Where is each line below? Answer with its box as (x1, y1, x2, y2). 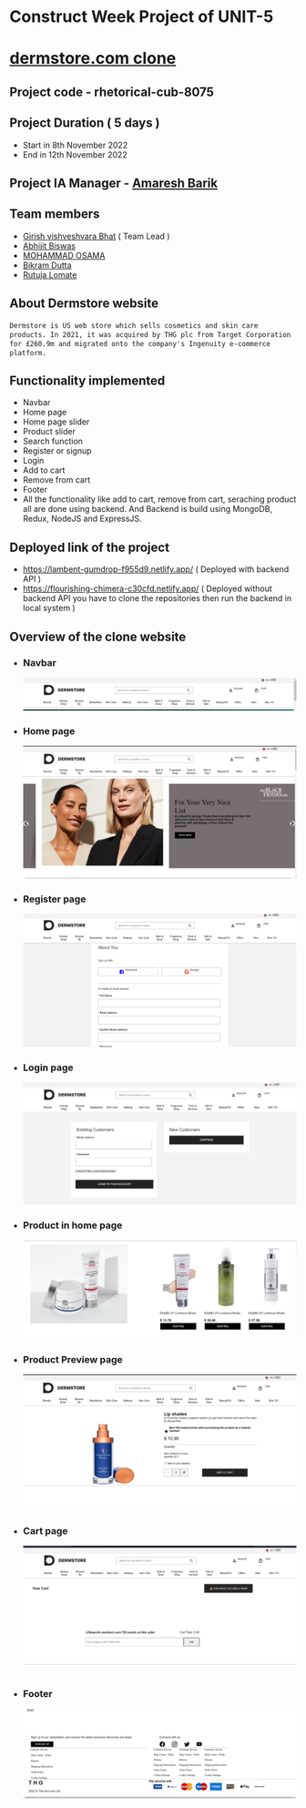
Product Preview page (22, 1353, 123, 1366)
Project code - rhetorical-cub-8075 (9, 84, 214, 99)
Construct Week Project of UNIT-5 (9, 6, 274, 27)
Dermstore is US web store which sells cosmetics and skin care (9, 321, 259, 330)
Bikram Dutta (22, 260, 72, 271)
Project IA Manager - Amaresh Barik (9, 175, 219, 190)
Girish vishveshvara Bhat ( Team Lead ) (22, 230, 170, 241)
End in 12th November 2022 (22, 148, 127, 160)
